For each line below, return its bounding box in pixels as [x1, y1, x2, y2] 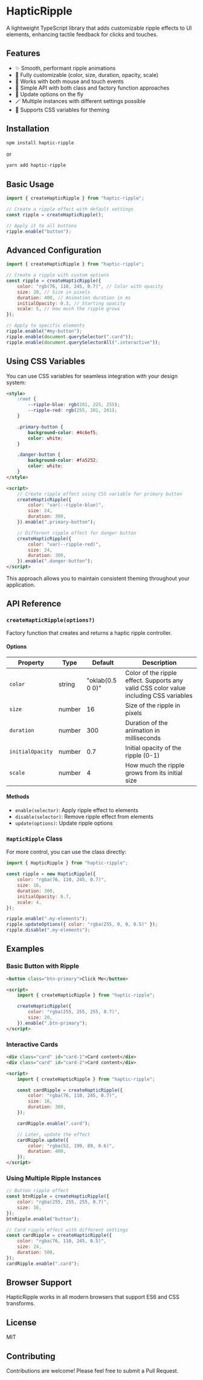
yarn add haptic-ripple [6, 162, 66, 168]
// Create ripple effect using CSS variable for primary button [17, 491, 182, 497]
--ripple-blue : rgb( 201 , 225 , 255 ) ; [28, 402, 120, 408]
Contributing [6, 1351, 56, 1361]
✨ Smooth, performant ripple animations [14, 64, 116, 72]
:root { [17, 396, 36, 402]
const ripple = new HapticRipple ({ [6, 871, 96, 877]
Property [18, 658, 44, 667]
